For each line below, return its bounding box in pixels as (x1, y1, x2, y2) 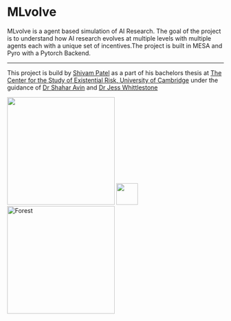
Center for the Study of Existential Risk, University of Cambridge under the (7, 76, 219, 84)
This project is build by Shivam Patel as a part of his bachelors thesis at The (7, 68, 222, 76)
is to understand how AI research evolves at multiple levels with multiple (7, 34, 212, 42)
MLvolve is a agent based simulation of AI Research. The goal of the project (7, 27, 221, 35)
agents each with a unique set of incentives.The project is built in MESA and (7, 41, 223, 50)
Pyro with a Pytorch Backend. (7, 49, 91, 57)
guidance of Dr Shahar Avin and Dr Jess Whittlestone (7, 83, 158, 92)
